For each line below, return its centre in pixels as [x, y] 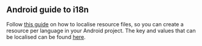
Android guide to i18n [48, 10]
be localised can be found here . [46, 37]
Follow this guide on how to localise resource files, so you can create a [95, 24]
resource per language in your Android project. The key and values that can [101, 30]
